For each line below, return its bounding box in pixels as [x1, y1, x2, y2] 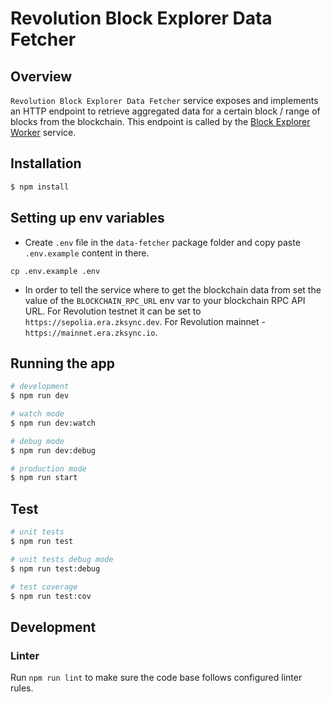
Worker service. [10, 127, 77, 138]
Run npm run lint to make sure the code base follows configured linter [10, 672, 303, 684]
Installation [10, 155, 82, 172]
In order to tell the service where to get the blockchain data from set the [24, 283, 322, 296]
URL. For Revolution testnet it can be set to [24, 305, 202, 317]
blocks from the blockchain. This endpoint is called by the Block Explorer [10, 116, 311, 127]
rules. [10, 682, 34, 694]
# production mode [10, 463, 87, 474]
